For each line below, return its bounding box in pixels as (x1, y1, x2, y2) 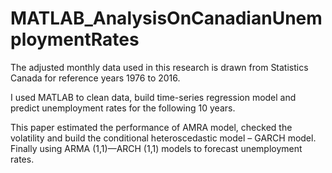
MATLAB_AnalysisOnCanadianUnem (10, 7, 323, 30)
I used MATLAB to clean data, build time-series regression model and (10, 91, 297, 103)
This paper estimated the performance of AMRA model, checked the (10, 121, 293, 133)
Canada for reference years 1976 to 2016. (10, 72, 181, 84)
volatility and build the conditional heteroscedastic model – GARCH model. (10, 132, 317, 144)
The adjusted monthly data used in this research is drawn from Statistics (10, 61, 309, 73)
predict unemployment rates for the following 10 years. (10, 102, 236, 114)
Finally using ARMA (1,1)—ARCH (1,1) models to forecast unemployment (10, 142, 303, 154)
